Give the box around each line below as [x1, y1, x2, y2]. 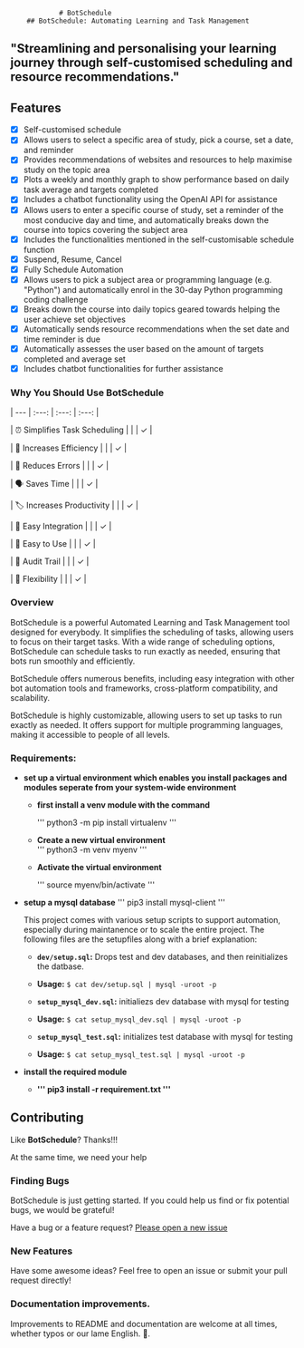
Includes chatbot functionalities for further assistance [23, 364, 224, 374]
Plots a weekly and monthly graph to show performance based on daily [23, 174, 290, 185]
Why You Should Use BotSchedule [10, 386, 165, 399]
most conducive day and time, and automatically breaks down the [23, 214, 270, 226]
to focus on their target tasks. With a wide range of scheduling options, [10, 635, 275, 647]
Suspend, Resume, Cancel [23, 254, 122, 265]
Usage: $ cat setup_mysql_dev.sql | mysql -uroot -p [36, 1013, 242, 1024]
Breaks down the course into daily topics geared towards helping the [23, 304, 280, 315]
